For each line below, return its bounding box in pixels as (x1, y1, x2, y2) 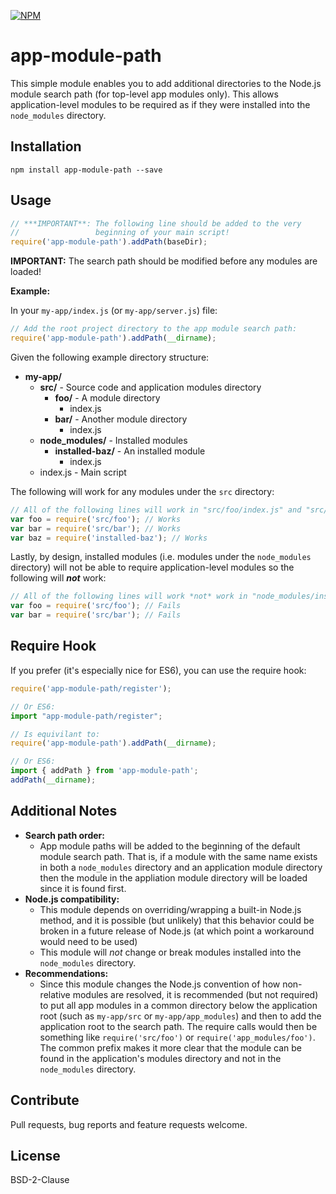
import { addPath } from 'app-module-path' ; (10, 766, 199, 776)
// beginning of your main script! (10, 228, 230, 238)
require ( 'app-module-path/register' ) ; (10, 683, 172, 694)
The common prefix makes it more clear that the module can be (39, 1041, 303, 1054)
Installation (10, 138, 82, 155)
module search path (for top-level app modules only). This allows (10, 88, 279, 100)
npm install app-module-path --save (10, 165, 163, 175)
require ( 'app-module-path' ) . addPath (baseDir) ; (10, 237, 208, 247)
